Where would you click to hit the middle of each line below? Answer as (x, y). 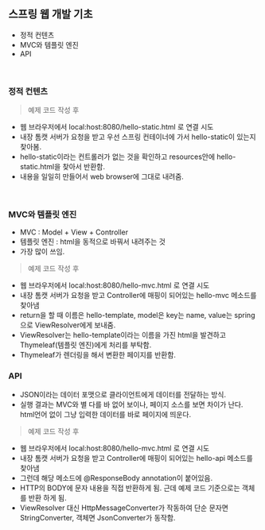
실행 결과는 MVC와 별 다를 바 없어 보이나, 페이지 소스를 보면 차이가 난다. (131, 404)
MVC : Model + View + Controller (74, 232)
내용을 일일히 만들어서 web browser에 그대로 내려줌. (102, 176)
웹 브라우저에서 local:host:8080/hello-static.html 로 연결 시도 (117, 127)
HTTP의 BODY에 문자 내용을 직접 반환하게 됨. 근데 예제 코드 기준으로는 (130, 488)
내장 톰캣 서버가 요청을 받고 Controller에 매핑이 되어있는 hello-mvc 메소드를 (138, 296)
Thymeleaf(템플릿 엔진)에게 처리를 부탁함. (86, 345)
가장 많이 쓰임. (42, 252)
